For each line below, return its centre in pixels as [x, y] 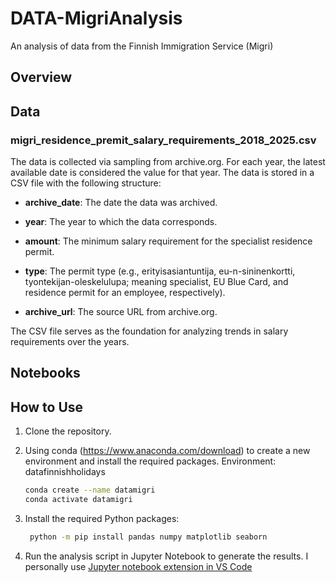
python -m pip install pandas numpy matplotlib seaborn [148, 537]
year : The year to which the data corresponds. [121, 222]
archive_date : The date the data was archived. [121, 203]
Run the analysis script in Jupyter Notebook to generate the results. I [166, 556]
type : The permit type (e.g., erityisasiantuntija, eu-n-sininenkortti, [160, 271]
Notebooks [45, 373]
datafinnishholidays [65, 472]
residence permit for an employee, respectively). [125, 293]
